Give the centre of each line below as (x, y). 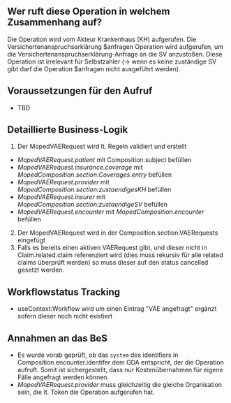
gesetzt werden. (41, 270)
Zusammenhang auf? (55, 23)
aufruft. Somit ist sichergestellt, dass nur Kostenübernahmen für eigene (120, 370)
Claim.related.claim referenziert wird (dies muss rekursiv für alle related (120, 255)
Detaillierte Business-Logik (68, 130)
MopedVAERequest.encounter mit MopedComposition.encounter (111, 212)
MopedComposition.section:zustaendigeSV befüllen (92, 205)
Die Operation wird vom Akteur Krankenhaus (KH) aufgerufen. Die (102, 39)
